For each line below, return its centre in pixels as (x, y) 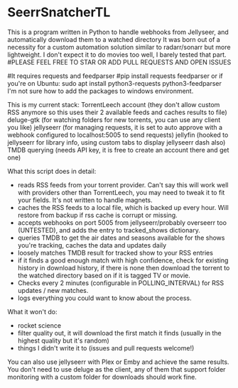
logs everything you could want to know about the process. (104, 298)
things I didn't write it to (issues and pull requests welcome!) (106, 348)
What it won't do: (32, 311)
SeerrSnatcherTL (59, 12)
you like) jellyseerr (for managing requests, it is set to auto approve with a (115, 127)
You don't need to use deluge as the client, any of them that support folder (117, 369)
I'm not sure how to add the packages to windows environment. (101, 91)
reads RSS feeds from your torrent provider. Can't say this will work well (123, 184)
